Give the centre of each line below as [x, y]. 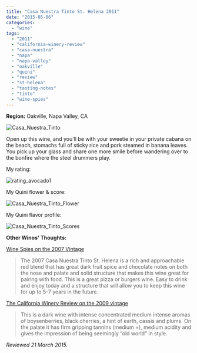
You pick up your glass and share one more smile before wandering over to [97, 151]
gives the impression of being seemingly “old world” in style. [94, 333]
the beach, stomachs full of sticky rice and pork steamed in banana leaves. [97, 145]
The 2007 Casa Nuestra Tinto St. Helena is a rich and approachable [102, 260]
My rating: [19, 169]
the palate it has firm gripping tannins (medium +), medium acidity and [106, 327]
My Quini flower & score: [36, 192]
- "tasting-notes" [34, 88]
